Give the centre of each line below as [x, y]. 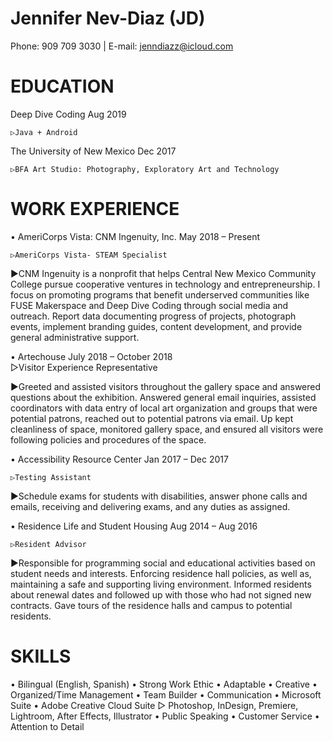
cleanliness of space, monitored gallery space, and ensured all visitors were [167, 429]
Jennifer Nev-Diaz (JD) [108, 18]
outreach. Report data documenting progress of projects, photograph [153, 316]
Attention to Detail [47, 726]
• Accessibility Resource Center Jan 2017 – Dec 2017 [119, 459]
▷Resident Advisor [48, 544]
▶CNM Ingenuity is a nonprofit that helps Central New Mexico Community [163, 273]
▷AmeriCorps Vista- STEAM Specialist [89, 255]
